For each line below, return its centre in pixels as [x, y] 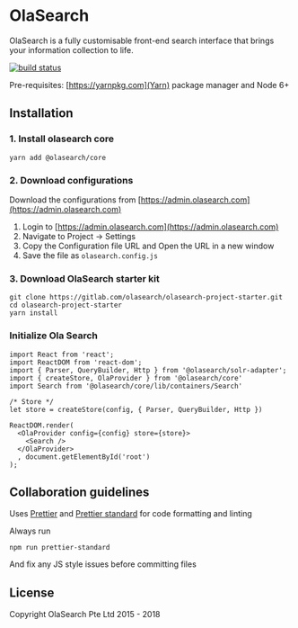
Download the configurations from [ [75, 200]
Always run [30, 531]
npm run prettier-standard [60, 548]
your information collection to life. [71, 49]
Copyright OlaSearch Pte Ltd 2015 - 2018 [85, 615]
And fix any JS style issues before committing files [103, 564]
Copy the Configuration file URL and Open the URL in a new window [148, 246]
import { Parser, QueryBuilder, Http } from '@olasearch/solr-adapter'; [148, 370]
